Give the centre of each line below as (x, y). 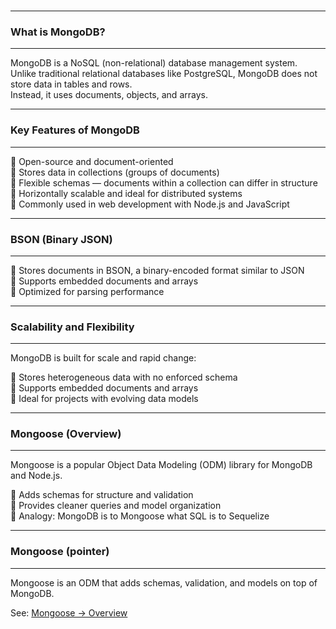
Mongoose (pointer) (60, 552)
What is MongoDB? (58, 32)
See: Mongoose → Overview (69, 612)
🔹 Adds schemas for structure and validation (102, 495)
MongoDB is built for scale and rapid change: (103, 358)
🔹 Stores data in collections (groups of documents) (115, 172)
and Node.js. (36, 476)
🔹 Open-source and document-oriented (92, 161)
